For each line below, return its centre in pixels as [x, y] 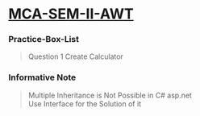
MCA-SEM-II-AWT [71, 14]
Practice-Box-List [44, 39]
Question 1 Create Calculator [75, 56]
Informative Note [42, 77]
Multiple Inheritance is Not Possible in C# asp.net [110, 95]
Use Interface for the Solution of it [85, 104]
